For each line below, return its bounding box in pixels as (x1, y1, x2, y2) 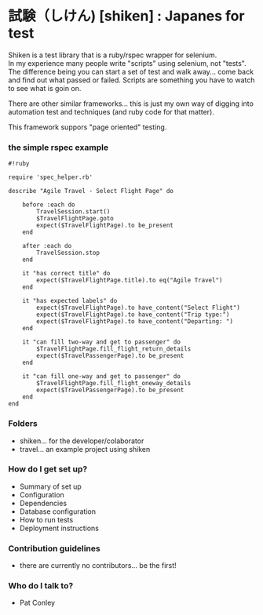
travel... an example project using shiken (19, 444, 151, 453)
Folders (8, 418, 38, 429)
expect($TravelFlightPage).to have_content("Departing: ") (36, 318, 234, 326)
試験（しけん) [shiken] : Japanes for (8, 7, 245, 25)
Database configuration (19, 507, 97, 516)
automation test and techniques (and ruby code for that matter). (8, 107, 214, 116)
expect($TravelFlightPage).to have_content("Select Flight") (36, 304, 241, 312)
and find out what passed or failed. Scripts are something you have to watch (8, 75, 255, 85)
